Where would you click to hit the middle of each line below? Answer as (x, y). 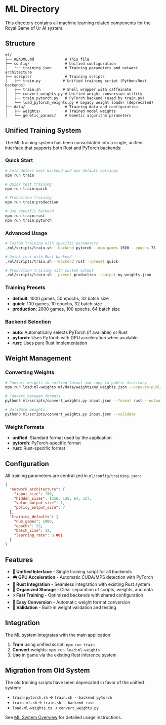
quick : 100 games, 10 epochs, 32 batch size (57, 303)
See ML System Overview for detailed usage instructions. (63, 717)
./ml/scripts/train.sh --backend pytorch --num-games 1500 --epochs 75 (80, 248)
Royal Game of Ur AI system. (34, 28)
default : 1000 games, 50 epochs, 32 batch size (61, 298)
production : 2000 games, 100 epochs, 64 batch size (66, 309)
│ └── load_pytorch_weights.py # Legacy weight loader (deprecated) (79, 102)
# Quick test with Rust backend (38, 257)
